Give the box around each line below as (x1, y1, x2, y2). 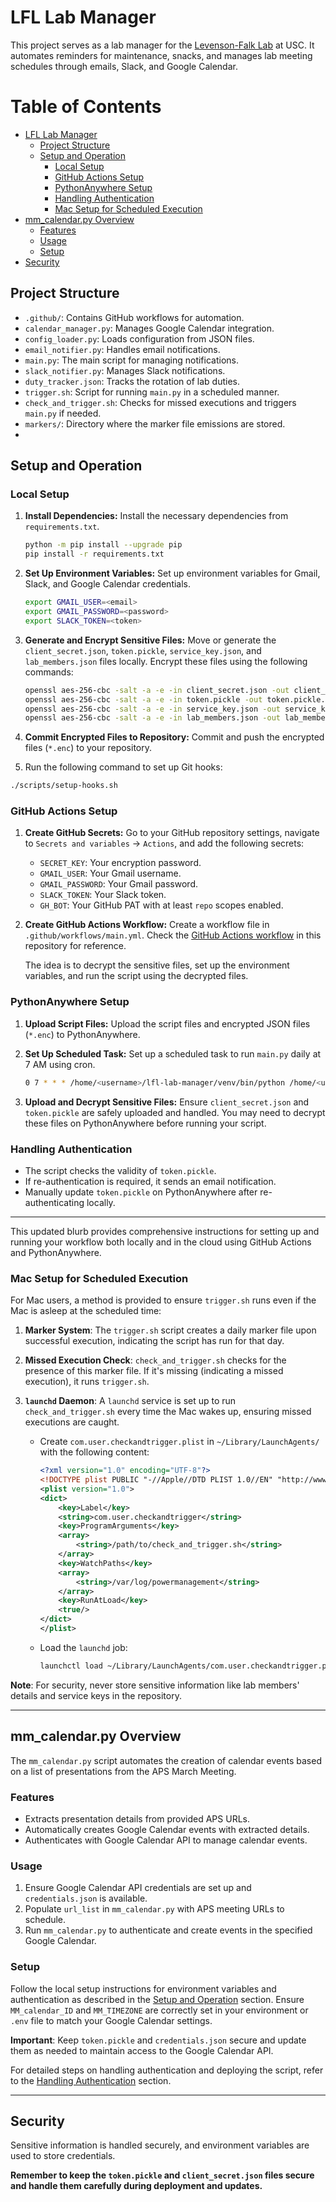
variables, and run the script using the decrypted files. (24, 970, 249, 982)
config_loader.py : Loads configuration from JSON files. (24, 332, 255, 345)
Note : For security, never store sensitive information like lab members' (10, 1679, 300, 1691)
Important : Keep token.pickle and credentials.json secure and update (10, 2034, 307, 2046)
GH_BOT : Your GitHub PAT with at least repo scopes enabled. (39, 899, 284, 911)
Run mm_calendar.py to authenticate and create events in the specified (24, 1924, 313, 1936)
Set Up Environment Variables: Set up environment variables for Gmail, (24, 567, 321, 580)
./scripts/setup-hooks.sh (10, 781, 118, 791)
